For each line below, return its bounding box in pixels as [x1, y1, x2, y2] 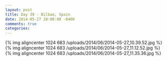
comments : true [5, 21, 37, 26]
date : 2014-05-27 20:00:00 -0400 [5, 16, 75, 21]
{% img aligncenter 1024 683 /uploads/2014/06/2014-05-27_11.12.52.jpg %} [5, 45, 160, 51]
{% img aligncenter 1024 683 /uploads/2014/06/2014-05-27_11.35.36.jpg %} [5, 50, 161, 56]
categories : [5, 26, 30, 31]
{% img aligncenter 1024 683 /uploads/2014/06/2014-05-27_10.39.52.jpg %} [5, 39, 162, 45]
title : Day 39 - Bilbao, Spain [5, 12, 70, 17]
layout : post [5, 7, 32, 12]
